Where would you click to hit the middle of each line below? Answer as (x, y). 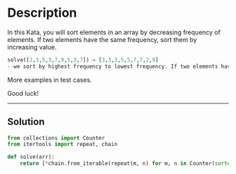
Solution (26, 122)
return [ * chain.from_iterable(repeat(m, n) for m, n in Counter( (118, 164)
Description (42, 13)
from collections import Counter (56, 138)
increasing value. (32, 47)
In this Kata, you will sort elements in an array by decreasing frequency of (114, 32)
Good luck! (23, 93)
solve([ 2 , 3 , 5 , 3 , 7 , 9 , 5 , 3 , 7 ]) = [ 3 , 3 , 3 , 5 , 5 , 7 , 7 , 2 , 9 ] (83, 60)
